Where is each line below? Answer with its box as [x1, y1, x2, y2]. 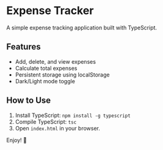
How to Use [6, 96, 51, 106]
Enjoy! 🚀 [6, 136, 27, 144]
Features [6, 42, 41, 52]
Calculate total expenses [15, 64, 78, 72]
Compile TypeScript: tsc [15, 118, 77, 126]
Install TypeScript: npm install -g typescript [15, 111, 131, 119]
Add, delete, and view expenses [15, 58, 96, 65]
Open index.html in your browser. [15, 124, 101, 132]
